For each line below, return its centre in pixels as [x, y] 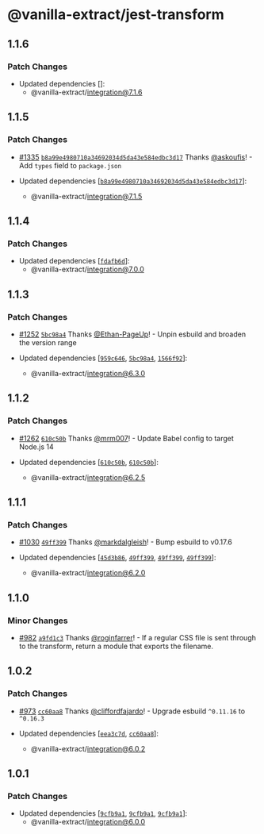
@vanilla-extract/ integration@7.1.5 [86, 196]
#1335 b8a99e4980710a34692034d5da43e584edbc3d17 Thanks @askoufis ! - [136, 157]
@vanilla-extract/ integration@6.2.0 [88, 573]
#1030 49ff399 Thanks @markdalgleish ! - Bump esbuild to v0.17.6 [126, 542]
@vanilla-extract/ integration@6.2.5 [88, 477]
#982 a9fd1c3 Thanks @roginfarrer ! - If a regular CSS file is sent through [138, 638]
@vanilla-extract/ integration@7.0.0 [87, 269]
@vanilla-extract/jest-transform [116, 15]
